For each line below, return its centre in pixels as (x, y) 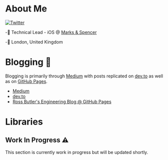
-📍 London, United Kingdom (34, 42)
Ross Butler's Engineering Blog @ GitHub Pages (62, 101)
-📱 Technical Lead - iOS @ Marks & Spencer (51, 32)
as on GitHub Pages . (26, 81)
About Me (26, 9)
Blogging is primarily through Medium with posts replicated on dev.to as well (84, 76)
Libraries (24, 122)
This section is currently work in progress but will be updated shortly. (77, 152)
